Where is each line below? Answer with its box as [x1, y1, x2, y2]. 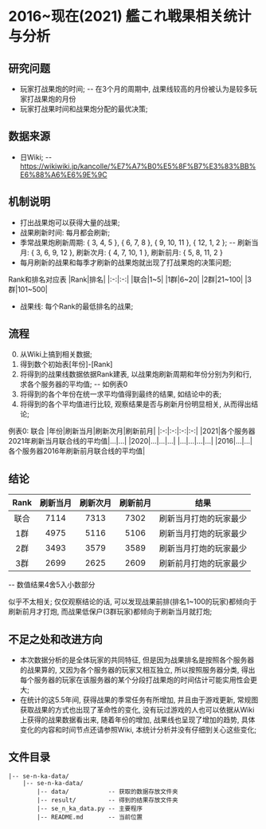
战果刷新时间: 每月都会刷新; [19, 227, 110, 237]
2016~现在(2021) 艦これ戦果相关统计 [8, 7, 252, 26]
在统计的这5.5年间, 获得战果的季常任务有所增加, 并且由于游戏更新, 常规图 [19, 695, 259, 705]
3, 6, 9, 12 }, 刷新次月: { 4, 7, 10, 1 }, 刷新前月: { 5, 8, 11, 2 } [35, 247, 223, 257]
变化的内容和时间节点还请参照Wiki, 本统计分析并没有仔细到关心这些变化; [19, 725, 257, 735]
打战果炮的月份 [26, 94, 76, 104]
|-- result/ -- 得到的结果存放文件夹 [37, 795, 178, 804]
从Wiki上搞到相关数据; [19, 349, 93, 359]
